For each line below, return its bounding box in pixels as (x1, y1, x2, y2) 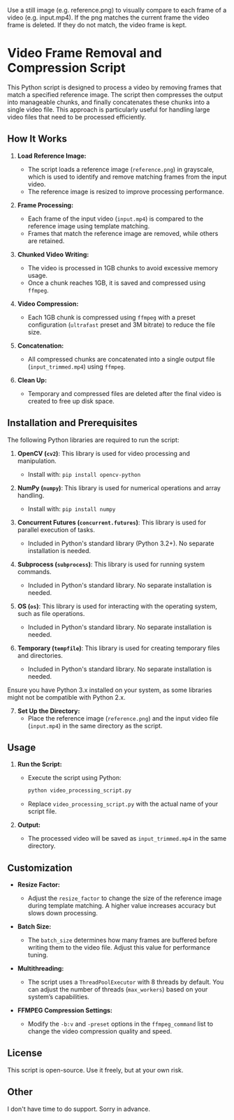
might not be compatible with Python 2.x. (7, 693, 126, 701)
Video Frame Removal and (7, 45, 162, 61)
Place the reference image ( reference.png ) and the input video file (27, 714, 219, 722)
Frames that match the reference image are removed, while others (27, 229, 219, 237)
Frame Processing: (17, 200, 74, 209)
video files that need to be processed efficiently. (7, 112, 147, 121)
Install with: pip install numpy (27, 504, 116, 513)
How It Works (7, 133, 68, 145)
